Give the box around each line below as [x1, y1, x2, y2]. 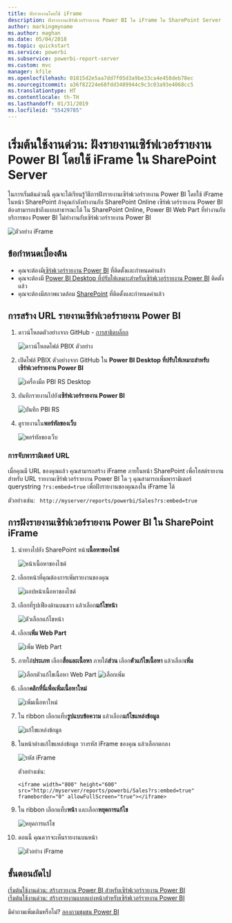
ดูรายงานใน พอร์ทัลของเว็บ [17, 419, 77, 428]
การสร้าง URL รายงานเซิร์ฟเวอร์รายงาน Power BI [8, 310, 182, 322]
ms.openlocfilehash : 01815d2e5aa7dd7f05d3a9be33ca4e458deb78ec [8, 74, 194, 82]
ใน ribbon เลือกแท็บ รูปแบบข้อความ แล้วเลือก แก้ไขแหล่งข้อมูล [17, 712, 159, 721]
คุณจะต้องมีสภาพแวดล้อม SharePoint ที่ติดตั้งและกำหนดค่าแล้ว [17, 289, 165, 298]
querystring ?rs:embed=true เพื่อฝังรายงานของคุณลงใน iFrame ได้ [8, 482, 175, 491]
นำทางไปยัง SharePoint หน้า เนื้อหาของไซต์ [17, 545, 119, 554]
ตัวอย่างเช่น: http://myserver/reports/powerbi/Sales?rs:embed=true [8, 496, 197, 504]
